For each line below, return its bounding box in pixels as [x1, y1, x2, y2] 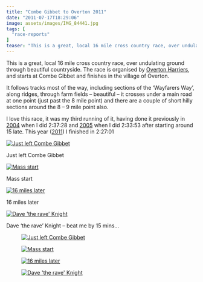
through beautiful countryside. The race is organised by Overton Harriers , [6, 65, 190, 73]
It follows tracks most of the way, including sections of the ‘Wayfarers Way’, [6, 84, 195, 91]
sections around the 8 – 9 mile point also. [6, 103, 109, 110]
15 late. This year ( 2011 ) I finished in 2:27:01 [6, 128, 114, 135]
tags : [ [6, 25, 26, 32]
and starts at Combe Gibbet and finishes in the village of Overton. [6, 72, 170, 79]
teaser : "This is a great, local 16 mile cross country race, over [6, 43, 180, 49]
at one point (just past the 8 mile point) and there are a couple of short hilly [6, 96, 193, 104]
